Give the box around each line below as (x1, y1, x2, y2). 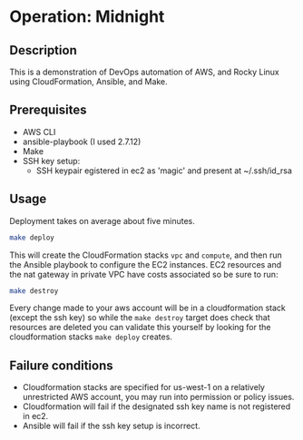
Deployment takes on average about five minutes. (9, 215, 195, 226)
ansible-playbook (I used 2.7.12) (22, 136, 142, 147)
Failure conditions (9, 357, 113, 373)
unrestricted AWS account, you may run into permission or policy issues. (22, 392, 295, 403)
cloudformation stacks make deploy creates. (9, 331, 172, 342)
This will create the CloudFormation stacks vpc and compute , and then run (9, 249, 283, 260)
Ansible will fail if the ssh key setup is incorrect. (22, 420, 201, 432)
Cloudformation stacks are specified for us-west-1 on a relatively (22, 382, 266, 393)
